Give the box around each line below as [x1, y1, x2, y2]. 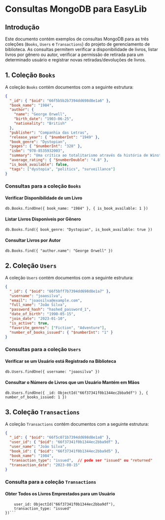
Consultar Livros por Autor [5, 237, 61, 244]
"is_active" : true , [9, 321, 50, 326]
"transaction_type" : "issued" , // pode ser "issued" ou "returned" [9, 458, 153, 463]
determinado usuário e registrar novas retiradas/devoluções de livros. [5, 57, 146, 62]
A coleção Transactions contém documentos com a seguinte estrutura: [5, 421, 149, 427]
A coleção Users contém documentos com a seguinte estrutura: [5, 274, 134, 280]
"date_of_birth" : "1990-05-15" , [9, 312, 76, 317]
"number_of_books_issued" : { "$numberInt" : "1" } [9, 330, 113, 335]
